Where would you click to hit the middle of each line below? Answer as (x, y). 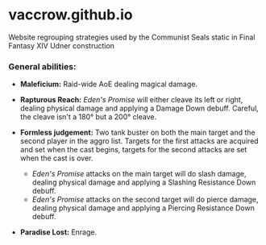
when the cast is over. (56, 158)
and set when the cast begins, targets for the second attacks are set (133, 150)
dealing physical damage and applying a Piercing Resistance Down (143, 208)
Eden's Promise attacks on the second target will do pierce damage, (145, 200)
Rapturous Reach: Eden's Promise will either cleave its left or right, (131, 100)
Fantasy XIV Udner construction (62, 45)
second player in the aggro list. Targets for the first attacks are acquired (139, 141)
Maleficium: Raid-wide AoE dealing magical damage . (108, 84)
